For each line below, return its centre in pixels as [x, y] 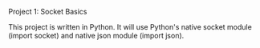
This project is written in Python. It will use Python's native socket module [130, 27]
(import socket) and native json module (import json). [96, 36]
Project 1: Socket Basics [48, 12]
